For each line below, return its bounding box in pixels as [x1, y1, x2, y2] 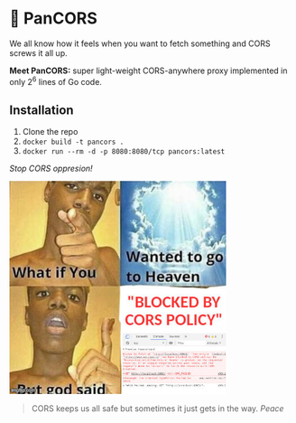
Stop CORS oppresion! [9, 163, 93, 174]
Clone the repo [22, 127, 79, 137]
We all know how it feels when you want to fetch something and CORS [9, 38, 271, 49]
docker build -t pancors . [22, 137, 125, 147]
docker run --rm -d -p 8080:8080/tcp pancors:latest [22, 147, 226, 156]
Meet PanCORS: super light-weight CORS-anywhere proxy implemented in [9, 65, 288, 76]
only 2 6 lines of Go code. [9, 74, 102, 87]
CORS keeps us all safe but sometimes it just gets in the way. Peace [31, 403, 284, 414]
